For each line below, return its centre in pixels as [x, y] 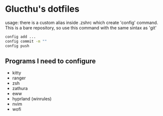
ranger [19, 78]
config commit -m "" [26, 41]
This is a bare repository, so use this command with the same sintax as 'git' [81, 27]
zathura [20, 89]
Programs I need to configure [51, 61]
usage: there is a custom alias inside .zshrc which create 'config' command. [81, 23]
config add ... [21, 37]
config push [17, 46]
